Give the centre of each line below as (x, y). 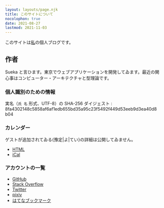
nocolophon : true (23, 19)
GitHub (19, 179)
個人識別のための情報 (30, 92)
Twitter (19, 189)
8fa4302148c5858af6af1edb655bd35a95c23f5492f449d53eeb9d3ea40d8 (81, 109)
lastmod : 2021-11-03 (26, 28)
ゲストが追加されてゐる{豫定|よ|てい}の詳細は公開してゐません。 (70, 139)
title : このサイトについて (29, 14)
